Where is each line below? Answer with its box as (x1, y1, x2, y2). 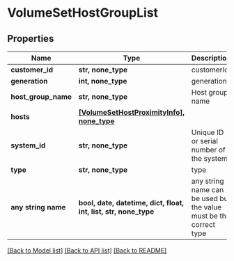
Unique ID (191, 127, 224, 137)
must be (191, 211, 218, 221)
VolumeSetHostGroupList (7, 5, 159, 21)
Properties (7, 33, 54, 45)
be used (191, 193, 218, 203)
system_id (10, 141, 46, 150)
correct (191, 220, 216, 229)
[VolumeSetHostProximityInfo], (78, 108, 185, 117)
